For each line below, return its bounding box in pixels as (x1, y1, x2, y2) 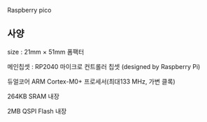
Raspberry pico (7, 6, 52, 14)
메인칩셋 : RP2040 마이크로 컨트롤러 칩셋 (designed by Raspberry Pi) (7, 62, 201, 70)
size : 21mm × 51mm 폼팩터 (7, 47, 85, 56)
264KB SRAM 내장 (7, 92, 59, 100)
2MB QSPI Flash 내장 (7, 107, 67, 115)
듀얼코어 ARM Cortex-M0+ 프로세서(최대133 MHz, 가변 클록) (7, 77, 176, 86)
